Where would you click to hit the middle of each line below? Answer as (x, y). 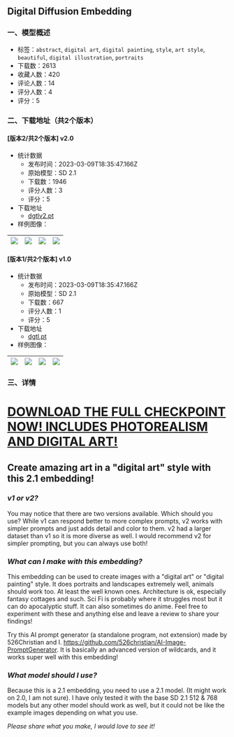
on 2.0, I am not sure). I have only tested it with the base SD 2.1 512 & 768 (112, 698)
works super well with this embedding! (63, 657)
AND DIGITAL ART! (63, 442)
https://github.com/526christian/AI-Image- (125, 643)
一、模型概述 (29, 33)
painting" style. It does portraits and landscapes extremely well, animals (111, 584)
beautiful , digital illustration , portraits (80, 57)
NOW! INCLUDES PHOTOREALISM (108, 427)
